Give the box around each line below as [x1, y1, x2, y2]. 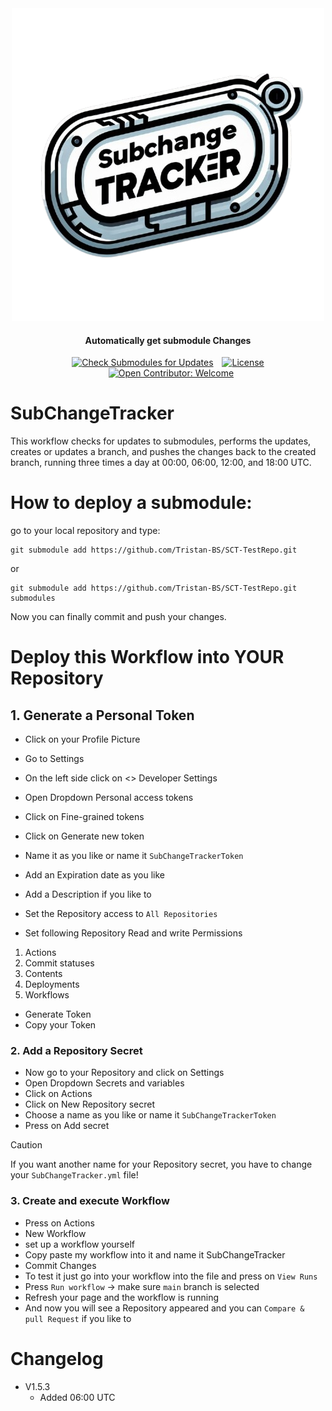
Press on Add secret [24, 1120, 110, 1132]
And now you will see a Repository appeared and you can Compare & [24, 1302, 305, 1314]
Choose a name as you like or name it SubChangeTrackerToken [24, 1109, 277, 1121]
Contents [24, 968, 63, 980]
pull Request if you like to [24, 1312, 132, 1324]
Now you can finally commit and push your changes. [10, 611, 227, 623]
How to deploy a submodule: [10, 492, 253, 514]
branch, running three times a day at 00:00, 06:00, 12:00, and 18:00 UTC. [10, 457, 312, 469]
